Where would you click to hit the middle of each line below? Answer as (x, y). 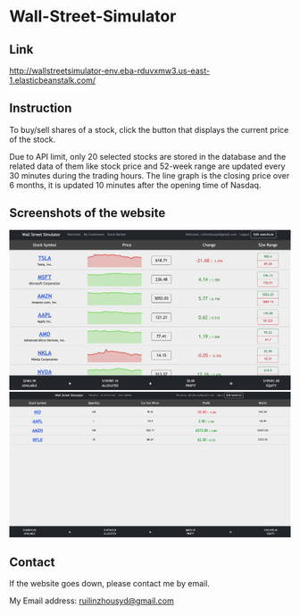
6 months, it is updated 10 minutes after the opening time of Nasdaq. (135, 185)
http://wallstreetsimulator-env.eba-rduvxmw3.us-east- (110, 71)
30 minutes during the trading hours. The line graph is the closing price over (150, 175)
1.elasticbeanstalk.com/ (53, 80)
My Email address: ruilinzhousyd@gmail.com (92, 601)
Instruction (41, 108)
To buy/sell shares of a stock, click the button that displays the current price (149, 129)
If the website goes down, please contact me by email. (109, 584)
